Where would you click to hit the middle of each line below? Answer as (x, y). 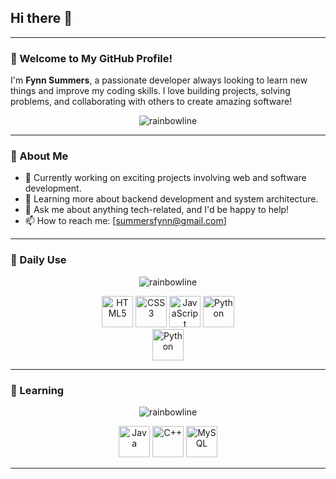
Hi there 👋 (41, 18)
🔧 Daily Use (38, 260)
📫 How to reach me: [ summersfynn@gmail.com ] (125, 221)
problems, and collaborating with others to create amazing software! (151, 102)
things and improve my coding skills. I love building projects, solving (150, 91)
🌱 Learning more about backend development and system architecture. (171, 199)
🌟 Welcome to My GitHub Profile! (91, 58)
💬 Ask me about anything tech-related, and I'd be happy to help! (157, 210)
